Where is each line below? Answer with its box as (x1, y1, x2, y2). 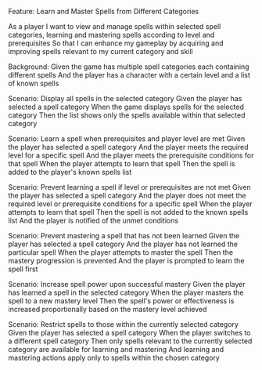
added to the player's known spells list (8, 168, 132, 176)
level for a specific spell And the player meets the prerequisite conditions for (8, 151, 254, 160)
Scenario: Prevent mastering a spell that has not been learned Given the (8, 231, 240, 240)
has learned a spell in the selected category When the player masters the (8, 288, 244, 297)
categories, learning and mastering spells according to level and (8, 31, 215, 39)
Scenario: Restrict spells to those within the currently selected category (8, 320, 239, 328)
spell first (8, 264, 38, 274)
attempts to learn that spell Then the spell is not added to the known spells (8, 208, 249, 216)
